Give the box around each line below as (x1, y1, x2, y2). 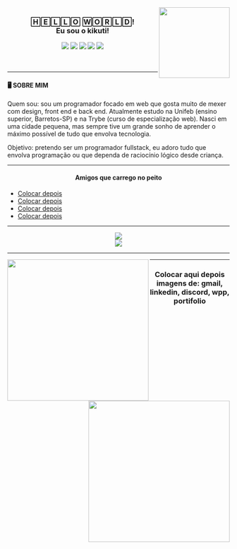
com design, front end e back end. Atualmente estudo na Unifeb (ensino (7, 107, 217, 115)
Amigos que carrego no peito (75, 173, 162, 182)
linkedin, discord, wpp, (150, 287, 230, 297)
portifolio (174, 296, 206, 306)
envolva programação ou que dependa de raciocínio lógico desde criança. (7, 150, 224, 159)
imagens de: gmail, (156, 278, 224, 288)
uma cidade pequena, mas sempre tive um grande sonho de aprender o (7, 122, 217, 130)
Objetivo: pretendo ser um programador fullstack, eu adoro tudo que (7, 143, 207, 151)
